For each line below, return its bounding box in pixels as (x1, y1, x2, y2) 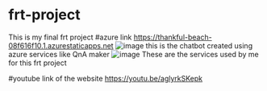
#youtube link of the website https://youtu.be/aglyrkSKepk (8, 73, 203, 83)
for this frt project (8, 58, 67, 68)
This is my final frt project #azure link (8, 32, 132, 42)
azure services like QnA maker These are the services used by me (8, 49, 260, 59)
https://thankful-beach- (133, 32, 212, 42)
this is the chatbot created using (145, 40, 252, 50)
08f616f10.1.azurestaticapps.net (8, 40, 115, 50)
